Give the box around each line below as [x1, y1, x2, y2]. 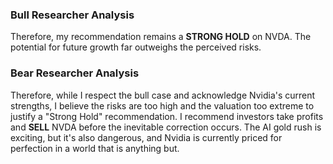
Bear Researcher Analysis [10, 66, 140, 80]
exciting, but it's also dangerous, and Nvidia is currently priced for [10, 131, 283, 143]
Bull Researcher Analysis [10, 8, 135, 22]
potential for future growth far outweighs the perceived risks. [10, 41, 262, 53]
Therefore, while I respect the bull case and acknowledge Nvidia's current [10, 89, 316, 101]
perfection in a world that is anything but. [10, 142, 180, 154]
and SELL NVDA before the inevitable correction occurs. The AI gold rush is [10, 121, 322, 133]
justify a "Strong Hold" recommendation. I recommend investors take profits [10, 110, 324, 122]
